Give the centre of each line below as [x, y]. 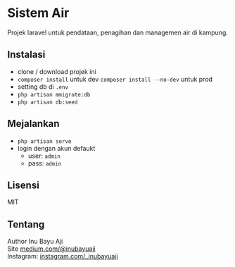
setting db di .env [43, 87]
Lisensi [24, 185]
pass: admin [45, 163]
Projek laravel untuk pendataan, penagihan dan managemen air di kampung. [118, 32]
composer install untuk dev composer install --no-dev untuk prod [115, 79]
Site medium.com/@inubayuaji [52, 249]
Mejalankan [33, 124]
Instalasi [26, 55]
